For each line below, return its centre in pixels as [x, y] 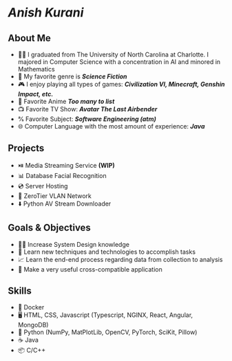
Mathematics [36, 69]
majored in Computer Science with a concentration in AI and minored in [119, 62]
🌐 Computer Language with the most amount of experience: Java [111, 126]
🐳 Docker [31, 307]
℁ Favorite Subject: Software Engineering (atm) [87, 119]
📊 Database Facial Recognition [62, 175]
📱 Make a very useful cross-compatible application [90, 269]
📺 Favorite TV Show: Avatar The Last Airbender [87, 109]
